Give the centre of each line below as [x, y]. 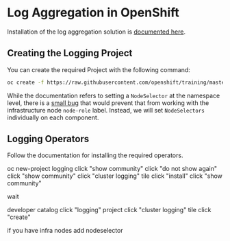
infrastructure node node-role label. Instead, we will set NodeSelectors [106, 110]
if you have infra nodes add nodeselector [65, 231]
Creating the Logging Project [70, 53]
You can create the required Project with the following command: [99, 69]
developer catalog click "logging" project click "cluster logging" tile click [109, 210]
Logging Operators [48, 139]
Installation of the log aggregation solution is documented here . [97, 32]
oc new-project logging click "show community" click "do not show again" [112, 169]
